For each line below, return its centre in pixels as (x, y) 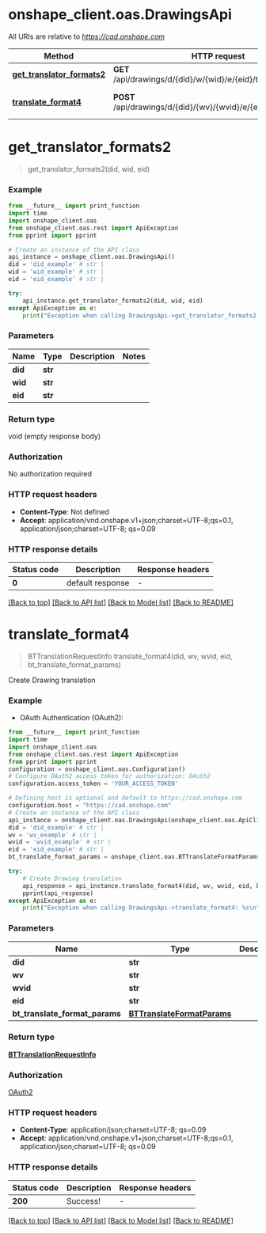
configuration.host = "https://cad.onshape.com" (90, 806)
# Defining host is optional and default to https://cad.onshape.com (125, 798)
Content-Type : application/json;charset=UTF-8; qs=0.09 (113, 1130)
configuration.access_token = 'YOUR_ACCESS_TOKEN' (93, 784)
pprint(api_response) (58, 893)
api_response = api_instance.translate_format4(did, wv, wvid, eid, (138, 886)
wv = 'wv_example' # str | (53, 835)
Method (59, 55)
